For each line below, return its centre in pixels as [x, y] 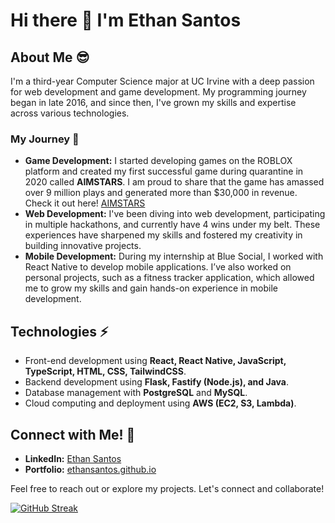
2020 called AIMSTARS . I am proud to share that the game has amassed [174, 182]
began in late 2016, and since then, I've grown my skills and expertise [153, 102]
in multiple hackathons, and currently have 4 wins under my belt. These [172, 225]
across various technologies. [70, 113]
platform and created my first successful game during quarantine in [164, 171]
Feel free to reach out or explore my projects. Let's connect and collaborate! [167, 488]
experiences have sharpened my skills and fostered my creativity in [163, 235]
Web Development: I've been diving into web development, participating [175, 214]
